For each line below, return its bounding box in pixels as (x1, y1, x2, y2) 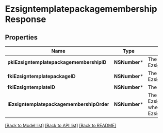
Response (5, 14, 47, 25)
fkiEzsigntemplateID (7, 84, 56, 91)
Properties (5, 33, 38, 41)
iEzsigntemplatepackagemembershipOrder (7, 101, 110, 108)
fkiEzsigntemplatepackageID (7, 73, 76, 79)
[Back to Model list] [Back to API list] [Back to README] (5, 123, 116, 128)
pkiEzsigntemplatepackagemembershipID (7, 59, 107, 65)
